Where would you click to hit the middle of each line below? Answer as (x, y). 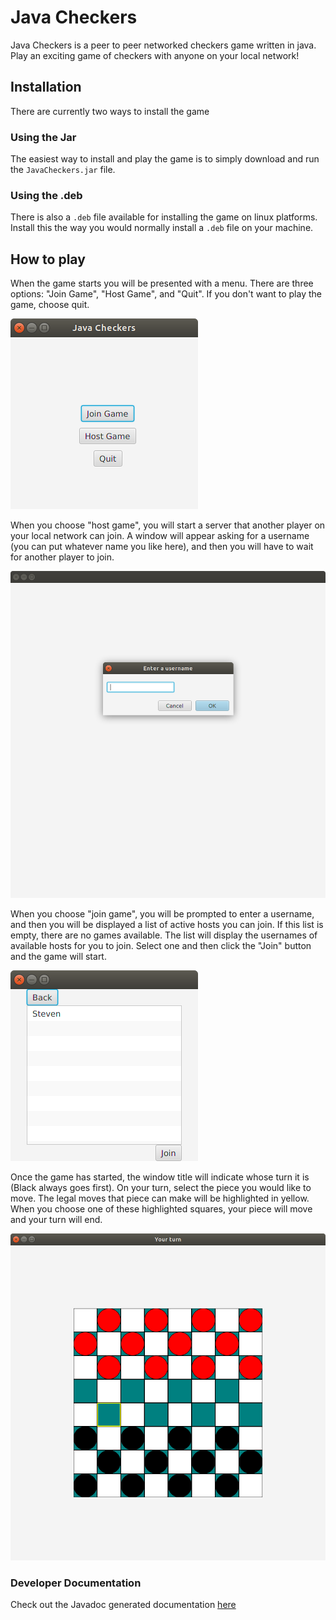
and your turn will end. (56, 1220)
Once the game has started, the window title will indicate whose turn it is (160, 1177)
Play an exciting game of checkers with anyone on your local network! (155, 55)
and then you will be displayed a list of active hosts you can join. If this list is (167, 925)
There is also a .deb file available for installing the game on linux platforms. (164, 217)
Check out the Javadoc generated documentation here (123, 1605)
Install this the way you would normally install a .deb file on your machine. (162, 228)
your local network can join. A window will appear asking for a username (160, 536)
